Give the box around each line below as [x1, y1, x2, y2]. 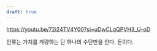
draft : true [6, 8, 37, 15]
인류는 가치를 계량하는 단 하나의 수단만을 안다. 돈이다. [6, 38, 134, 46]
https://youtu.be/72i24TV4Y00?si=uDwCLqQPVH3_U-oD [6, 25, 151, 33]
